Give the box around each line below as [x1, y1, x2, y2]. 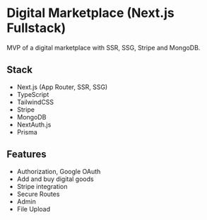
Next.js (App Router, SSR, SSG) [16, 83, 108, 91]
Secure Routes [16, 190, 60, 198]
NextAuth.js [16, 120, 52, 129]
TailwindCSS [16, 98, 54, 106]
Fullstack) [6, 20, 66, 36]
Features [6, 149, 47, 161]
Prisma [16, 127, 38, 136]
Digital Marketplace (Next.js [6, 5, 175, 21]
